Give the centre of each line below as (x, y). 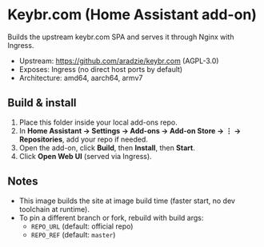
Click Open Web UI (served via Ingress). (86, 156)
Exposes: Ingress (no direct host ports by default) (101, 69)
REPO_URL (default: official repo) (82, 226)
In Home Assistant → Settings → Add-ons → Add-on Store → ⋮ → (130, 130)
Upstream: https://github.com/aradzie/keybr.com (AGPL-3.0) (119, 61)
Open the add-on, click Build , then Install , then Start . (107, 147)
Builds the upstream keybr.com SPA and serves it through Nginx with (121, 37)
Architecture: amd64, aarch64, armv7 (81, 78)
